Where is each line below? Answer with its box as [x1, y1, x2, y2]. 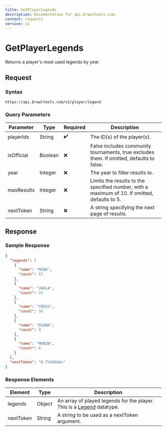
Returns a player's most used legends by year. [5, 59, 100, 65]
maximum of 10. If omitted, [90, 190, 154, 197]
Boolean [39, 152, 59, 159]
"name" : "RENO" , [18, 267, 52, 272]
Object [37, 401, 53, 408]
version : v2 [5, 21, 30, 26]
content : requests [5, 16, 43, 21]
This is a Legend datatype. [57, 404, 119, 411]
